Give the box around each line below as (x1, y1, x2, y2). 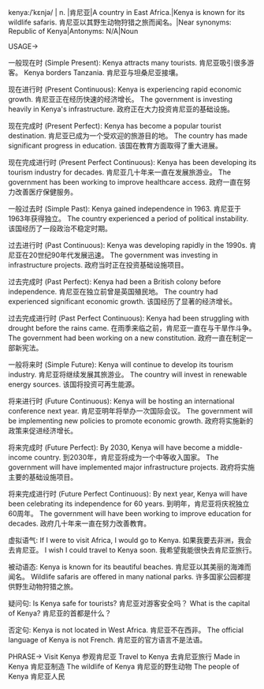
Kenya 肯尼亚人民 (8, 672, 65, 681)
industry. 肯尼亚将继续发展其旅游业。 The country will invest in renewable (8, 370, 247, 379)
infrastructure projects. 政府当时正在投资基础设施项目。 (8, 260, 188, 269)
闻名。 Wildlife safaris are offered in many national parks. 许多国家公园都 (8, 572, 244, 581)
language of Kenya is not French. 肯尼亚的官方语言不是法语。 (8, 635, 207, 644)
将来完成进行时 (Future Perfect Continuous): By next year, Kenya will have (8, 489, 248, 498)
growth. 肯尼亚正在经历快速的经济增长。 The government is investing (8, 95, 232, 103)
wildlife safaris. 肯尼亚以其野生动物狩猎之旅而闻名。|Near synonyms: (8, 17, 232, 27)
